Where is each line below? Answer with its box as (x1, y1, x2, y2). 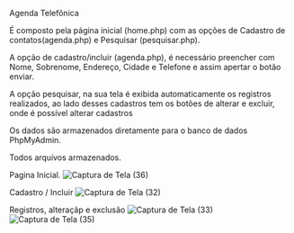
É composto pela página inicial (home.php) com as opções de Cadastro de (9, 25, 286, 35)
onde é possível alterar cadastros (9, 108, 133, 118)
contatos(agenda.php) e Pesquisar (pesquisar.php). (9, 35, 200, 45)
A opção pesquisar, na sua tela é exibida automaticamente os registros (9, 89, 272, 99)
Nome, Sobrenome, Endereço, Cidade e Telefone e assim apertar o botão (9, 62, 281, 72)
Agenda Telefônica (9, 8, 79, 18)
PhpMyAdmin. (9, 135, 61, 145)
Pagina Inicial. (9, 170, 61, 180)
